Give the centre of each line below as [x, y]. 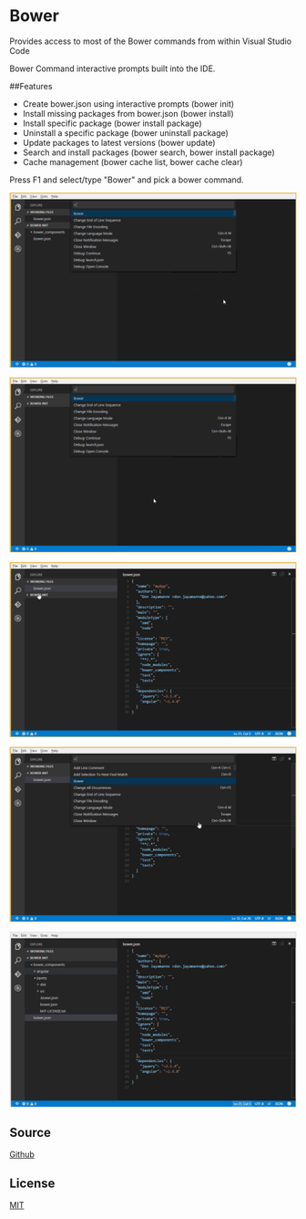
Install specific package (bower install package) [112, 123]
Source [31, 1132]
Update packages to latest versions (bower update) [119, 142]
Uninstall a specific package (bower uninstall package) [126, 132]
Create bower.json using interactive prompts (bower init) [128, 104]
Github [22, 1154]
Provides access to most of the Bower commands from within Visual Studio [151, 41]
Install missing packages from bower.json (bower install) [128, 113]
